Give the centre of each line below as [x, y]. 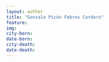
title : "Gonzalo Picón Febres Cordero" [55, 17]
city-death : [21, 45]
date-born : [19, 39]
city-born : [19, 34]
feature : [17, 22]
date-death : [21, 50]
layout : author [25, 12]
